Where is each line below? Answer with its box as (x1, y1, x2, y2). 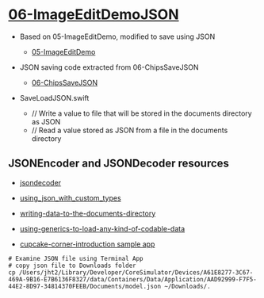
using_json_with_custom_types (19, 193, 121, 203)
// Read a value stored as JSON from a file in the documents (31, 125, 228, 135)
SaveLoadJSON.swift (19, 93, 90, 102)
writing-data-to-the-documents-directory (19, 208, 156, 218)
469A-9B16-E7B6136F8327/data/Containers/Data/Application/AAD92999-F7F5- (8, 275, 258, 283)
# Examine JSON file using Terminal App (8, 254, 144, 262)
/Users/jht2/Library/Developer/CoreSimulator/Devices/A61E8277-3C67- (18, 268, 254, 277)
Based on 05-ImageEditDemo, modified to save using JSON (19, 32, 216, 41)
